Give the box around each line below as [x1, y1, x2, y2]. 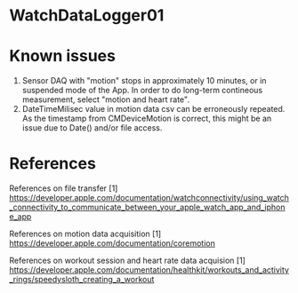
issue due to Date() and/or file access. [21, 123, 163, 133]
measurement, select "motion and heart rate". [21, 94, 189, 105]
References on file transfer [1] [9, 183, 118, 194]
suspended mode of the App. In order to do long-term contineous [21, 85, 263, 96]
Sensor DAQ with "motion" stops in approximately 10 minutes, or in [21, 75, 267, 86]
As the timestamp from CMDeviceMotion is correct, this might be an [21, 113, 272, 124]
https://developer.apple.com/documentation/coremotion [9, 238, 216, 249]
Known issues [9, 46, 116, 67]
